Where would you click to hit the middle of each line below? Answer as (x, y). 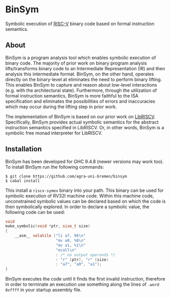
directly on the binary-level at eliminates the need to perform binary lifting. (84, 79)
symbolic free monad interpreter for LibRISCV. (54, 133)
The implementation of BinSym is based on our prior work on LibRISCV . (80, 116)
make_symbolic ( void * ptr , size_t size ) (48, 226)
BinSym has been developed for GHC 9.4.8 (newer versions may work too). (84, 161)
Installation (24, 149)
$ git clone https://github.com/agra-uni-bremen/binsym (66, 176)
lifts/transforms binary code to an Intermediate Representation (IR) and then (85, 68)
